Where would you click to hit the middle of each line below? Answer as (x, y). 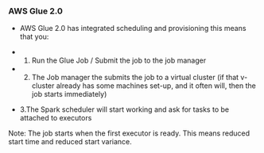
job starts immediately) (69, 94)
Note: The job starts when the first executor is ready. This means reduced (129, 133)
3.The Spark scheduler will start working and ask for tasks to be (124, 109)
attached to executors (56, 118)
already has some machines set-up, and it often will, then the (156, 86)
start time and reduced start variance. (70, 142)
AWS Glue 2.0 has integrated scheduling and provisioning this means (133, 29)
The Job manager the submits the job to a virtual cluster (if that (135, 78)
